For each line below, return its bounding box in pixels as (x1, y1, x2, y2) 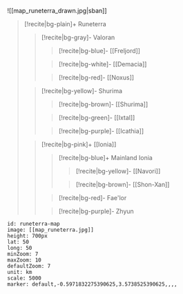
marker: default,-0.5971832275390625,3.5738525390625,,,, (7, 281, 177, 288)
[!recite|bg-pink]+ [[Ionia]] (41, 140, 117, 148)
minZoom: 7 (7, 251, 39, 257)
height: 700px (7, 233, 48, 239)
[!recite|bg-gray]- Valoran (41, 33, 115, 41)
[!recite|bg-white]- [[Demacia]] (58, 60, 147, 68)
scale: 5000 (7, 275, 41, 282)
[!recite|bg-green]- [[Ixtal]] (58, 114, 135, 121)
